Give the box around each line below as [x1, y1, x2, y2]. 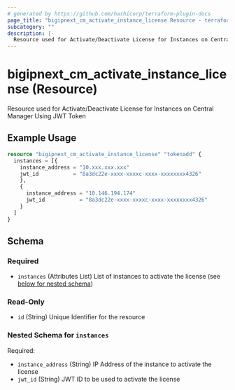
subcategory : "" [7, 23, 55, 30]
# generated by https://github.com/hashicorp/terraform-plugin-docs [7, 10, 211, 18]
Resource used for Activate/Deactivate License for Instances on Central [7, 104, 214, 113]
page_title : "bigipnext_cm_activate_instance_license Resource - [7, 17, 201, 24]
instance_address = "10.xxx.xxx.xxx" [20, 164, 130, 171]
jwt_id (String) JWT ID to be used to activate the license [17, 375, 180, 383]
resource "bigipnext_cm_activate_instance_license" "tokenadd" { [7, 151, 201, 158]
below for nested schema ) [17, 279, 93, 288]
